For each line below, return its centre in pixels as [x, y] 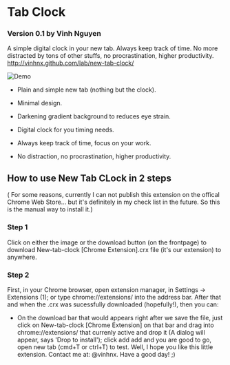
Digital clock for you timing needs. [66, 130]
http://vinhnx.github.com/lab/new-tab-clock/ [71, 63]
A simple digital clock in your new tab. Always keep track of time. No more [113, 48]
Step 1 [18, 227]
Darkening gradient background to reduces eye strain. [94, 116]
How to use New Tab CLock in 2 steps [90, 178]
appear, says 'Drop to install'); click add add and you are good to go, [114, 340]
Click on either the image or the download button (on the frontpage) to [107, 242]
